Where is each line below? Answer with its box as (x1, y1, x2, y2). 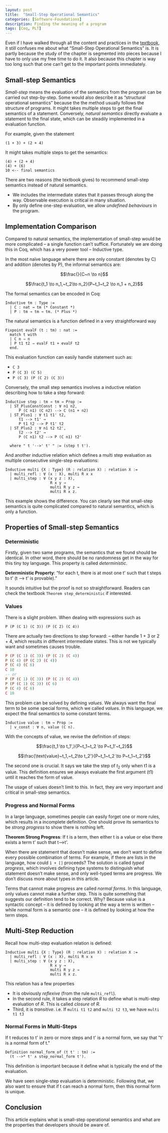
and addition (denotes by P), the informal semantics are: (5, 261, 121, 267)
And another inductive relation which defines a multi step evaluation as (5, 452, 152, 458)
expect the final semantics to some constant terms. (5, 710, 111, 716)
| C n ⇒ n (10, 336, 30, 342)
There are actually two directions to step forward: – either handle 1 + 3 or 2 (5, 633, 159, 639)
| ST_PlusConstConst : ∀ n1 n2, (10, 403, 78, 408)
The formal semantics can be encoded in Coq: (5, 290, 101, 296)
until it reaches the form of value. (5, 774, 74, 780)
